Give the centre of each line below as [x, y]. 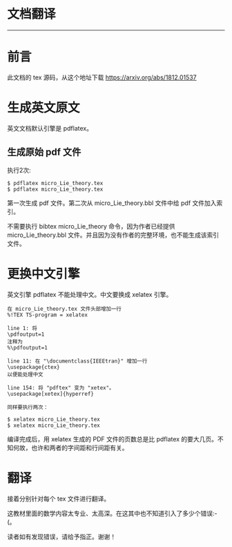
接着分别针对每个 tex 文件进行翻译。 [59, 499]
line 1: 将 [22, 328]
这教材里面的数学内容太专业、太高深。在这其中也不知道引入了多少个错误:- [112, 513]
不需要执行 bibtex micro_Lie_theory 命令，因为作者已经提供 [91, 226]
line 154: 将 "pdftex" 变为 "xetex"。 [61, 387]
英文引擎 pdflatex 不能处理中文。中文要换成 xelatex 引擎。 [90, 294]
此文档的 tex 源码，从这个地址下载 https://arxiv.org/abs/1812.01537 [102, 77]
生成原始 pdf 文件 [44, 152]
